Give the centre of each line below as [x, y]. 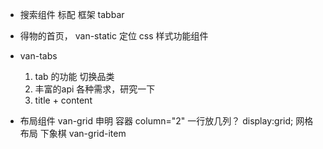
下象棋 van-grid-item [83, 133]
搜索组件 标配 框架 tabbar [72, 14]
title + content [63, 100]
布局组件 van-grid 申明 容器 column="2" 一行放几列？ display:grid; [156, 121]
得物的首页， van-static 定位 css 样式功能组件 [114, 36]
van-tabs [38, 56]
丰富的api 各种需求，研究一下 [95, 89]
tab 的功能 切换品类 [74, 76]
